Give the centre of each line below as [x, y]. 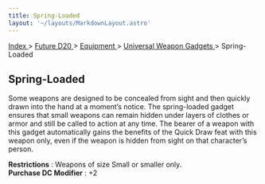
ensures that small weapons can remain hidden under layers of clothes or [129, 115]
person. [21, 149]
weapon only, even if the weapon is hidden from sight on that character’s [128, 141]
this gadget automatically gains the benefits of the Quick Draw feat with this [132, 132]
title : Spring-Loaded [44, 16]
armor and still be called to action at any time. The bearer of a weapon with [131, 123]
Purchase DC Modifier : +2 [53, 173]
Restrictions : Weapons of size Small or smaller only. [95, 165]
